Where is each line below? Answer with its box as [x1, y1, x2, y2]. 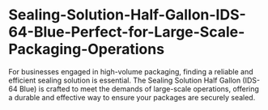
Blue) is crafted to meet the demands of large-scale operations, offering [19, 83, 259, 94]
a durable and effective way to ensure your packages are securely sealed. [8, 92, 256, 102]
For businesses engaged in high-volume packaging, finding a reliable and [8, 66, 253, 76]
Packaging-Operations [8, 40, 164, 58]
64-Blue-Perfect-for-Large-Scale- [8, 23, 245, 41]
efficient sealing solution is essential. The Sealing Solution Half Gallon [8, 75, 241, 85]
